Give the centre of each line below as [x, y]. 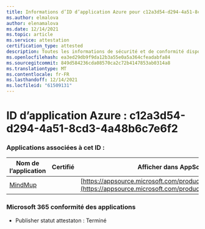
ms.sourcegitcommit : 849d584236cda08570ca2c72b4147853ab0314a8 [88, 63]
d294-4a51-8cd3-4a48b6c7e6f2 [92, 129]
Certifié [63, 167]
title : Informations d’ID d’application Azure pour [73, 12]
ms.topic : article [30, 35]
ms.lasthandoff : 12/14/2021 [42, 80]
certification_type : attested [45, 46]
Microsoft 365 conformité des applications [71, 207]
